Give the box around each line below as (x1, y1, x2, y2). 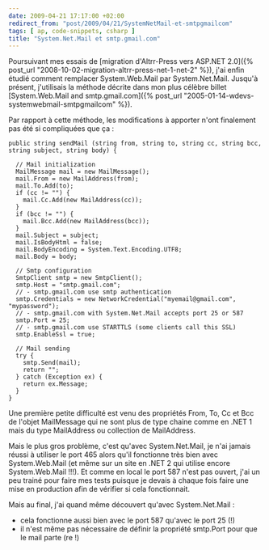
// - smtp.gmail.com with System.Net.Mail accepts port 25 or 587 (15, 309, 244, 318)
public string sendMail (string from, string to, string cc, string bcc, (8, 139, 263, 148)
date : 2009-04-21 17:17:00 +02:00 (8, 11, 125, 20)
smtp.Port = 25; (15, 316, 70, 324)
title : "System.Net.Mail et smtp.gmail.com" (8, 34, 161, 43)
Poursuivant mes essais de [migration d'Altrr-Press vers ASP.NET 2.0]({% (8, 57, 254, 66)
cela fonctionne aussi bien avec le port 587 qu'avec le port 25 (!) (19, 515, 236, 526)
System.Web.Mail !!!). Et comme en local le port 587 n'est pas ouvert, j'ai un (8, 467, 261, 477)
